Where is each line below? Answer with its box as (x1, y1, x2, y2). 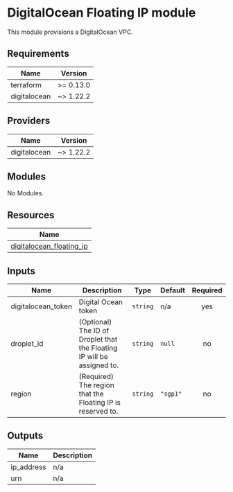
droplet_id (10, 339, 44, 348)
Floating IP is (78, 398, 121, 407)
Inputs (7, 265, 36, 276)
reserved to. (78, 407, 119, 416)
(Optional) (78, 317, 112, 326)
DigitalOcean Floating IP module (7, 5, 196, 21)
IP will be (78, 352, 109, 361)
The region (78, 380, 114, 389)
